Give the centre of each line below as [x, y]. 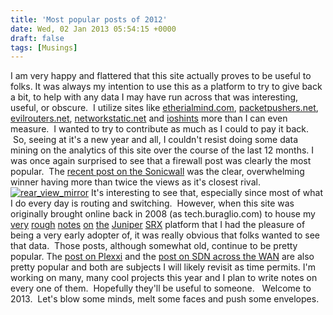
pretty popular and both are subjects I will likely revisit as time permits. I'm [163, 267]
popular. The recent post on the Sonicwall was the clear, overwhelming [157, 172]
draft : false [37, 38]
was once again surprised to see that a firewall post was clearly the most [161, 161]
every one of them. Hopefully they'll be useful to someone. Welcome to [161, 288]
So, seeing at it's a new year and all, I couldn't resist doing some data [155, 140]
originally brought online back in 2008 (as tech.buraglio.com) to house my [163, 214]
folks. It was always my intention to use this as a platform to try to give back [166, 87]
